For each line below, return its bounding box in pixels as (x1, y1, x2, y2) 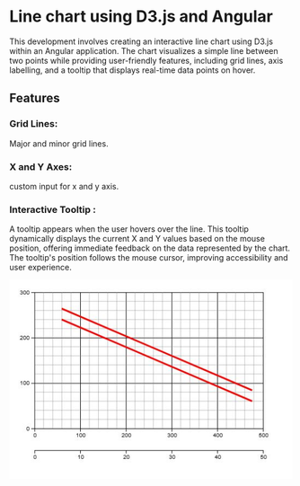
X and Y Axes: (9, 160, 73, 172)
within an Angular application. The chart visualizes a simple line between (9, 45, 278, 56)
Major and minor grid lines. (9, 137, 110, 149)
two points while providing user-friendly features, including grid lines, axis (9, 55, 284, 66)
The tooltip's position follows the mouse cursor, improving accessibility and (9, 252, 289, 263)
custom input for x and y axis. (9, 181, 119, 191)
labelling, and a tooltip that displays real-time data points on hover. (9, 65, 256, 75)
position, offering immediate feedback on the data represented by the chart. (9, 243, 290, 253)
